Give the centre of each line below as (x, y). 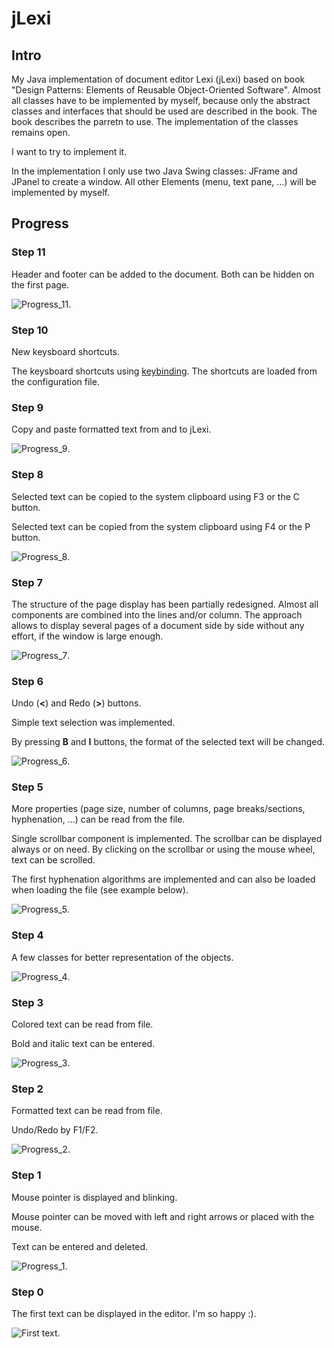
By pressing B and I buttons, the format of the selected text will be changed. (168, 742)
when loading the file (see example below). (100, 890)
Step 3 (27, 1002)
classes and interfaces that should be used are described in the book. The (164, 111)
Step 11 (28, 252)
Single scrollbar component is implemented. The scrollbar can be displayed (167, 839)
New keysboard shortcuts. (66, 351)
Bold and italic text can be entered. (83, 1044)
